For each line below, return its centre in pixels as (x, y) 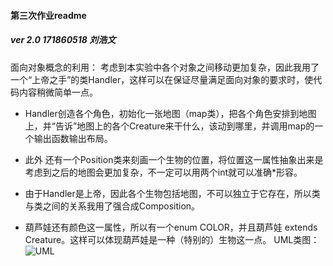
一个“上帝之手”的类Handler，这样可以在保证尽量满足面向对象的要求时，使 (162, 79)
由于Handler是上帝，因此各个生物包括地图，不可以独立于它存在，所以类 (172, 193)
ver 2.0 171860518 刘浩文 (63, 40)
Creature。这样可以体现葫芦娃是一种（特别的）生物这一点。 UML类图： (172, 239)
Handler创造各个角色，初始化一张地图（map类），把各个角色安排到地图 (170, 113)
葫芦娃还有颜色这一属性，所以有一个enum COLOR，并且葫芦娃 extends (171, 227)
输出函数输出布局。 (73, 138)
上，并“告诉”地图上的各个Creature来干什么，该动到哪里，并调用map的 (169, 126)
